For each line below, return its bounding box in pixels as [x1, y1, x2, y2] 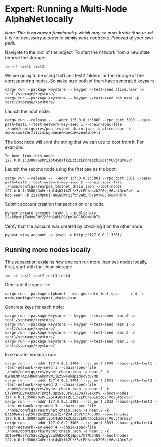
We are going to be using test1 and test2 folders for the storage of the [5, 72, 144, 78]
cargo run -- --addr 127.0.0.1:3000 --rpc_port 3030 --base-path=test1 [5, 361, 152, 366]
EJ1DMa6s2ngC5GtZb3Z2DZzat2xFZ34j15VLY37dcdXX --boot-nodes [5, 412, 129, 417]
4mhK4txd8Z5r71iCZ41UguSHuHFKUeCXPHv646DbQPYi [5, 130, 101, 135]
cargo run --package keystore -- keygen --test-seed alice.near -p [5, 87, 144, 92]
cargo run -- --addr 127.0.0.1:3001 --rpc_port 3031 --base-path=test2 [5, 378, 152, 383]
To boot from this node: [5, 153, 55, 158]
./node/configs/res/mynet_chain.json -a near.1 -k [5, 386, 109, 391]
